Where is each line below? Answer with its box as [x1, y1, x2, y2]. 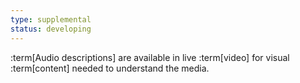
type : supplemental [10, 14, 92, 25]
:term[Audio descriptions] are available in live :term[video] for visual [10, 51, 290, 63]
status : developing [10, 24, 92, 34]
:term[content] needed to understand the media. [10, 62, 210, 74]
